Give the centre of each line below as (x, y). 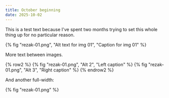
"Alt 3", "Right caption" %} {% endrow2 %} (69, 70)
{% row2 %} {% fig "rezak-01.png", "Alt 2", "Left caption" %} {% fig (76, 64)
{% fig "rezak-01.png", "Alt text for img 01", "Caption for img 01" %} (76, 44)
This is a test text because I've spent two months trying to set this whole (81, 29)
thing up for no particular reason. (40, 35)
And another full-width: (30, 80)
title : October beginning (33, 10)
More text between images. (34, 55)
